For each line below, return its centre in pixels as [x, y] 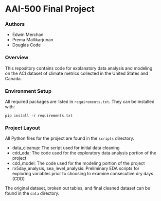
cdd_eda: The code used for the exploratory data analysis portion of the [84, 153]
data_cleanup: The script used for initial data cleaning [66, 148]
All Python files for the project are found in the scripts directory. [70, 138]
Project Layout [23, 128]
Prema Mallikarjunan [33, 40]
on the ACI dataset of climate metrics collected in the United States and [77, 73]
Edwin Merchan [28, 34]
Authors [15, 24]
